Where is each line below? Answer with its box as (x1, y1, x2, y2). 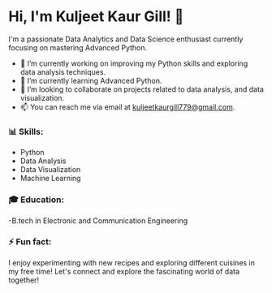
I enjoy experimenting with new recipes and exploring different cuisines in (8, 257, 256, 267)
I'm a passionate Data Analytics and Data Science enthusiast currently (8, 34, 244, 44)
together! (8, 275, 39, 285)
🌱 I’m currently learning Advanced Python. (19, 75, 162, 85)
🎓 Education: (8, 194, 65, 205)
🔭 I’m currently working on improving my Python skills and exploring (19, 58, 248, 68)
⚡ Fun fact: (8, 236, 52, 248)
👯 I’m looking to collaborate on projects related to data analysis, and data (19, 84, 264, 94)
